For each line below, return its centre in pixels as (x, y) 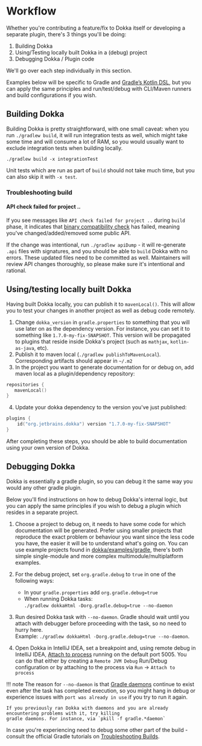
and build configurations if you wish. (52, 95)
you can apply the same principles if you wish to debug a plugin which (94, 505)
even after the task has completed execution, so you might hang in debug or (101, 690)
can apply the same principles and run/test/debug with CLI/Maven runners (99, 88)
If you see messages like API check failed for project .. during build (96, 220)
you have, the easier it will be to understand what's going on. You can (101, 543)
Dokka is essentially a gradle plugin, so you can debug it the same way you (99, 481)
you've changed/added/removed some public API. (69, 233)
